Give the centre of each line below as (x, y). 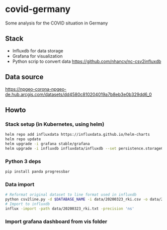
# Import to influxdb (28, 204)
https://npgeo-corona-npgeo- (36, 89)
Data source (24, 77)
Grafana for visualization (38, 56)
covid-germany (38, 9)
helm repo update (23, 139)
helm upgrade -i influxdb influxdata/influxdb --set (61, 148)
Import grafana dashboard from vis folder (56, 222)
